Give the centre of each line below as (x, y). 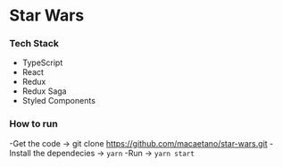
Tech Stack (34, 44)
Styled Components (59, 101)
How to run (33, 124)
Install (20, 153)
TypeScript (42, 63)
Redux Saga (44, 91)
